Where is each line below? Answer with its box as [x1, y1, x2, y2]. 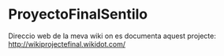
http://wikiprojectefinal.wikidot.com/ [8, 39, 126, 48]
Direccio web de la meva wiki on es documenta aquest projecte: [8, 31, 217, 40]
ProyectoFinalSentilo [8, 5, 148, 23]
